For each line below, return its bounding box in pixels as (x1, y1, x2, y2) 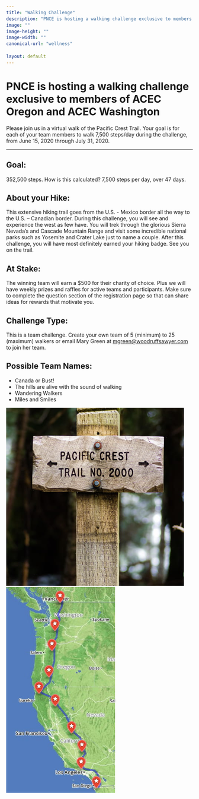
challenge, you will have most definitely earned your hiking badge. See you (6, 240, 190, 248)
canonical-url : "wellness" (6, 41, 73, 47)
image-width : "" (6, 34, 46, 41)
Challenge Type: (6, 315, 68, 326)
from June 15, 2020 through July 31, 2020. (6, 137, 110, 144)
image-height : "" (6, 28, 49, 34)
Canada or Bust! (14, 377, 54, 384)
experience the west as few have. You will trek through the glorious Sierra (6, 221, 187, 229)
